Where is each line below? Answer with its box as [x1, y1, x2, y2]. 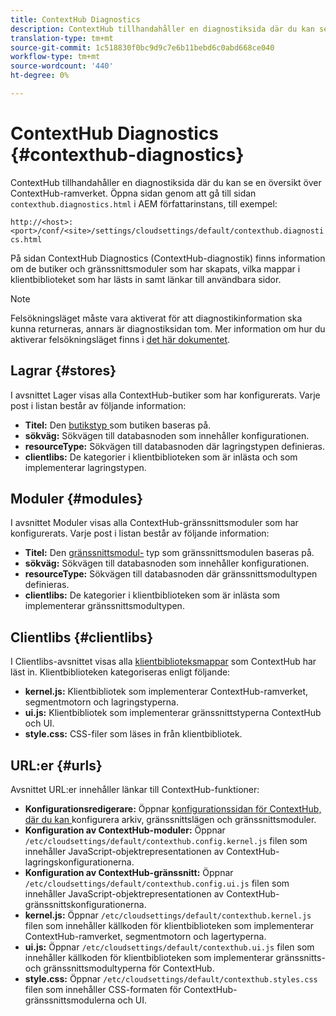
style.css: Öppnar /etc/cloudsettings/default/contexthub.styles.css [24, 973, 318, 985]
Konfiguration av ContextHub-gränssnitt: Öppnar [24, 867, 234, 879]
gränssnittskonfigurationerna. [24, 899, 147, 911]
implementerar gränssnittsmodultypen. [24, 600, 185, 612]
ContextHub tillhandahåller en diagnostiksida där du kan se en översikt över [10, 176, 322, 188]
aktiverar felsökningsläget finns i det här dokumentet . [10, 333, 231, 345]
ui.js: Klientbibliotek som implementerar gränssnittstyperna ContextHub [24, 707, 322, 719]
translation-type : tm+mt [10, 33, 114, 43]
